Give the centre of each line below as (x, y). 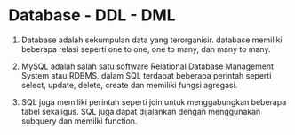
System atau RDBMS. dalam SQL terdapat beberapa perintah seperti (146, 75)
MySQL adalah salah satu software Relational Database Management (147, 66)
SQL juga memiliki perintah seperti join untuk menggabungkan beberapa (154, 101)
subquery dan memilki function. (79, 121)
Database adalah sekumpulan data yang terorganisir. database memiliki (151, 40)
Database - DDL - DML (92, 15)
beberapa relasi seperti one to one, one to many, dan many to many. (146, 49)
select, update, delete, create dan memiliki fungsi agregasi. (129, 85)
